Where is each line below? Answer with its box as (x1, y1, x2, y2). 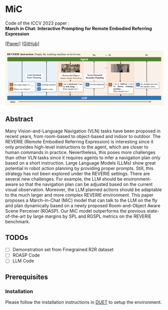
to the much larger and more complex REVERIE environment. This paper (5, 192, 154, 198)
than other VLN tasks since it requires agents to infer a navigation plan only (5, 154, 160, 161)
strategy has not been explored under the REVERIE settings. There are (5, 171, 150, 177)
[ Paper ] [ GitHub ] (5, 40, 40, 46)
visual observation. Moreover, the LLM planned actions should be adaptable (5, 187, 162, 193)
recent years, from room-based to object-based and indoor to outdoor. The (5, 133, 161, 139)
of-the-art (5, 213, 26, 219)
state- (146, 208, 159, 214)
